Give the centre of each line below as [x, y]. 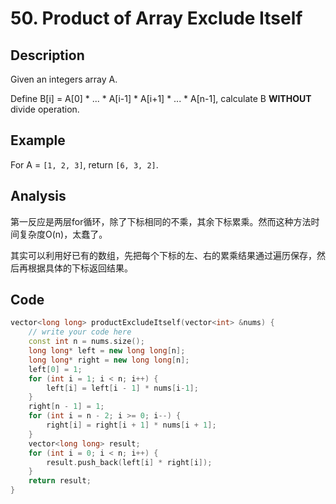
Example [38, 140]
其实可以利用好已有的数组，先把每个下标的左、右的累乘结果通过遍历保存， [163, 255]
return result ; [60, 481]
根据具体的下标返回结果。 [80, 268]
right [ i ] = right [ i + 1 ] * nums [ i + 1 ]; [131, 425]
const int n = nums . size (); [86, 342]
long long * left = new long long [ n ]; [107, 351]
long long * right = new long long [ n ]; [109, 360]
